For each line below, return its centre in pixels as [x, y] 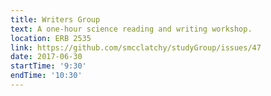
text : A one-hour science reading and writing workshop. [131, 29]
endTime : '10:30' [46, 76]
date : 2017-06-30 [46, 57]
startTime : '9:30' [48, 66]
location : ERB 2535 [51, 38]
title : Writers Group [55, 19]
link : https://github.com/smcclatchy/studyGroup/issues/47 [136, 47]
